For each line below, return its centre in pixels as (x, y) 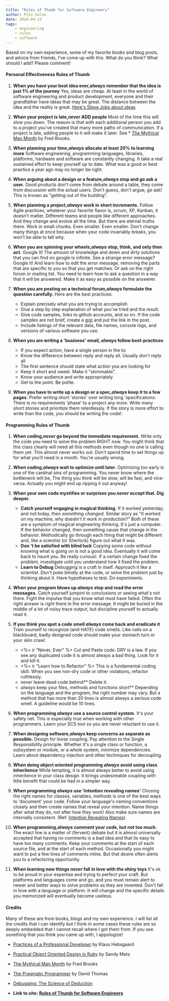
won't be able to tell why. (39, 237)
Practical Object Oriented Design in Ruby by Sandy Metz (71, 954)
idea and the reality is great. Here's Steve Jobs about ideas (74, 107)
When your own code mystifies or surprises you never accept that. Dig (88, 493)
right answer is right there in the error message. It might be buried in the (88, 604)
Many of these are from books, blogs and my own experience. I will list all (82, 919)
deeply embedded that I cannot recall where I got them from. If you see (80, 929)
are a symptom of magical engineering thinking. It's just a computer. (91, 524)
